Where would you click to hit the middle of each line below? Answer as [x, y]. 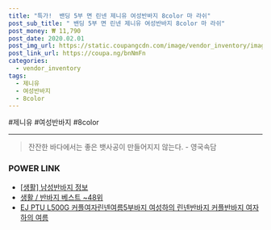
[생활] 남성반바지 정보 [54, 187]
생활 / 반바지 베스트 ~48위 [61, 197]
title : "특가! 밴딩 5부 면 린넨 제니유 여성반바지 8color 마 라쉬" [110, 16]
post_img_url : [32, 46]
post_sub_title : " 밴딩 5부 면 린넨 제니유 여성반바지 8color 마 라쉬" [117, 23]
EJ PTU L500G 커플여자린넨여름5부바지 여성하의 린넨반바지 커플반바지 [132, 207]
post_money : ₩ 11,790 [45, 31]
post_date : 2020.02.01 [46, 38]
